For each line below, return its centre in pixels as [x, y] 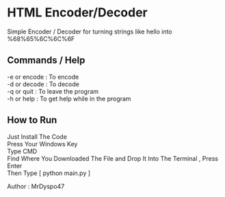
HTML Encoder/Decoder [78, 13]
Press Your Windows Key [42, 144]
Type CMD [22, 151]
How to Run [32, 120]
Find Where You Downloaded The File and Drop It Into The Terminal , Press [113, 158]
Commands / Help [46, 61]
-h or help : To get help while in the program [69, 98]
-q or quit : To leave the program [53, 91]
